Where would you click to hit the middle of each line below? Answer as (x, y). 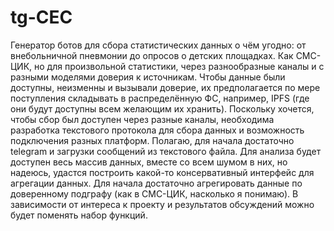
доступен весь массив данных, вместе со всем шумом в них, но (149, 162)
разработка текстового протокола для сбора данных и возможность (157, 130)
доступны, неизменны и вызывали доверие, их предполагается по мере (165, 87)
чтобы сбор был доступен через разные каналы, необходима (142, 119)
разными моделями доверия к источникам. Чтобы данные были (148, 77)
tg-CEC (41, 17)
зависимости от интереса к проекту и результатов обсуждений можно (162, 204)
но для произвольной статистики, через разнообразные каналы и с (179, 66)
